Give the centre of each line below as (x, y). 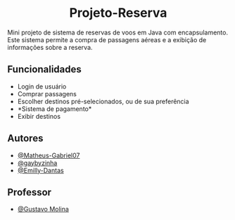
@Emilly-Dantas (41, 170)
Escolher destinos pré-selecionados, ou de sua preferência (103, 101)
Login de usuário (42, 86)
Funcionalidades (45, 69)
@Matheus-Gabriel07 (49, 155)
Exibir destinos (39, 116)
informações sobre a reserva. (50, 47)
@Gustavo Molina (43, 209)
